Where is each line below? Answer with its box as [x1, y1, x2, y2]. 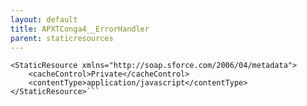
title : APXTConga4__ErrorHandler [10, 24, 150, 34]
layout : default [10, 14, 78, 25]
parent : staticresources [10, 33, 114, 43]
